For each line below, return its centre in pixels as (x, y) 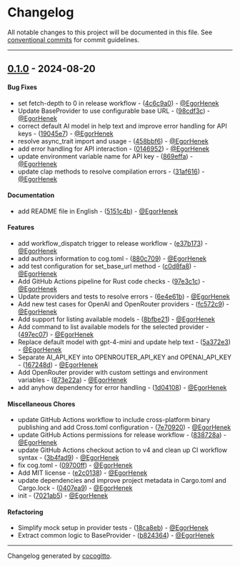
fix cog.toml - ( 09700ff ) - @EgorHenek (75, 466)
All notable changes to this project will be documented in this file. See (110, 32)
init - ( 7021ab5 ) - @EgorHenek (63, 496)
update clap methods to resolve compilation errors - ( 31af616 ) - (111, 171)
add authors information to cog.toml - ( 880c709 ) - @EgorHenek (112, 259)
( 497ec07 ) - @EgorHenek (56, 334)
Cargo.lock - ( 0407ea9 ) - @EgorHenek (75, 488)
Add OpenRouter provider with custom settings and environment (113, 372)
